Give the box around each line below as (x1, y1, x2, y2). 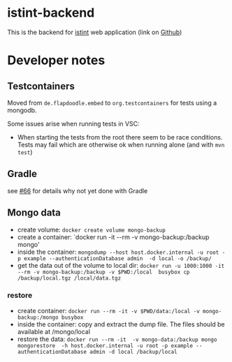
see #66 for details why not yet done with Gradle (7, 186, 148, 195)
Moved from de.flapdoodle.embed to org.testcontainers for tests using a (7, 98, 217, 107)
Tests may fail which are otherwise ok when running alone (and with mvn (17, 140, 225, 149)
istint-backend (7, 5, 95, 21)
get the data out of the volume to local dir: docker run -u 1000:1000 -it (17, 261, 225, 269)
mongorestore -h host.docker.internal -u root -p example (17, 342, 194, 349)
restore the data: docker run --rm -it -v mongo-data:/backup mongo (17, 335, 217, 343)
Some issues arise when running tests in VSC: (7, 119, 140, 128)
